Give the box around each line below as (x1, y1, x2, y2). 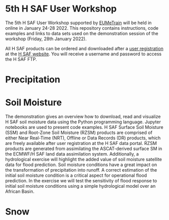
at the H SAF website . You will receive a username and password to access (5, 51, 162, 57)
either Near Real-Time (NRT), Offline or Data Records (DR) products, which (5, 135, 161, 141)
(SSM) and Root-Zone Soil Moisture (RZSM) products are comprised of (5, 129, 153, 136)
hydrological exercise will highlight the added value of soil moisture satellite (5, 157, 162, 163)
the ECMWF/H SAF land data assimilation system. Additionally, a (5, 151, 139, 157)
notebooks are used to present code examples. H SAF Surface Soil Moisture (5, 124, 163, 130)
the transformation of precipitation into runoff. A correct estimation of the (5, 167, 157, 173)
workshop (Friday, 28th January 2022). (5, 36, 87, 42)
